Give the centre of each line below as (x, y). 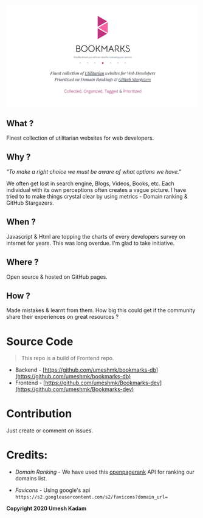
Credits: (27, 455)
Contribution (39, 414)
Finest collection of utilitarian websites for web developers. (80, 138)
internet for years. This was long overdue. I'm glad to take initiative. (91, 243)
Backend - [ (30, 370)
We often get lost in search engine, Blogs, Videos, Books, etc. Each (90, 183)
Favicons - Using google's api (53, 490)
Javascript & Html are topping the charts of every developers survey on (96, 236)
